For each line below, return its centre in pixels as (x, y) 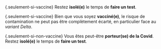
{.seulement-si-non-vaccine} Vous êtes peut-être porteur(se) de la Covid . (79, 36)
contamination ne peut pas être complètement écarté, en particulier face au (80, 22)
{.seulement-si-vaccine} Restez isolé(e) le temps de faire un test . (71, 7)
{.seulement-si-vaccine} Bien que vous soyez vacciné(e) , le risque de (75, 16)
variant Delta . (19, 27)
